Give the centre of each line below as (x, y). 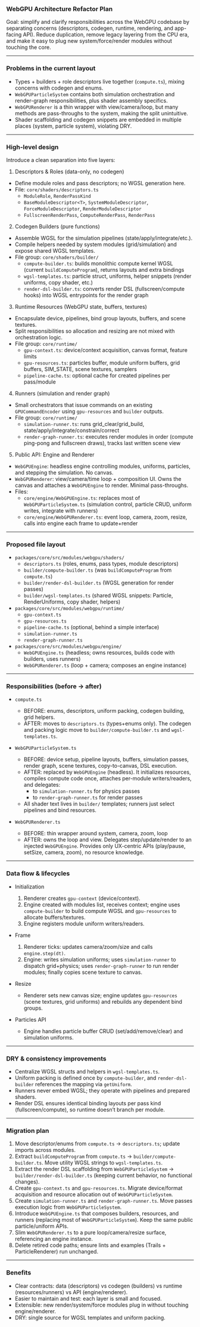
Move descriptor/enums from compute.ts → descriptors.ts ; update (97, 1144)
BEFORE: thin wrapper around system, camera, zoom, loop (96, 833)
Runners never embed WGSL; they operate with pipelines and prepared (102, 1091)
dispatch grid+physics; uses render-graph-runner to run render (101, 966)
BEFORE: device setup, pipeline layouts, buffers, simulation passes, (106, 759)
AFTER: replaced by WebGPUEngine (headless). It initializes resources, (107, 772)
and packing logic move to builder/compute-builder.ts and (97, 730)
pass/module (40, 382)
